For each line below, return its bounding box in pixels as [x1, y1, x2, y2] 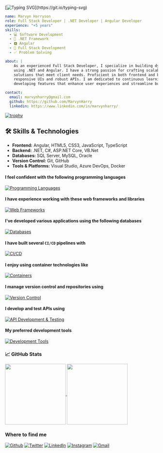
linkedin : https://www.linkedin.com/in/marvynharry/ [9, 103, 118, 109]
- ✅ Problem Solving [9, 50, 52, 55]
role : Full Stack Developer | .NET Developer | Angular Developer [5, 18, 142, 23]
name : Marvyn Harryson [5, 14, 51, 19]
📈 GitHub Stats [5, 351, 42, 357]
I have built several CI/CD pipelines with [5, 240, 86, 246]
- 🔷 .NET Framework [9, 36, 49, 41]
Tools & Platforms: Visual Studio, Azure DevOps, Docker [12, 163, 126, 169]
